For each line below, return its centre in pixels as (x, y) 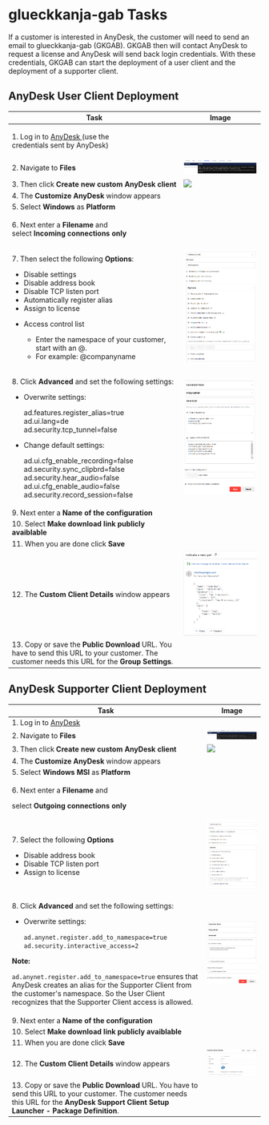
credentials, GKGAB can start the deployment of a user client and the (122, 62)
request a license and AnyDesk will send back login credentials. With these (132, 54)
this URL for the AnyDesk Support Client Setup (90, 1102)
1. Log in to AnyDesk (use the (60, 136)
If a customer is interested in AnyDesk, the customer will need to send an (129, 37)
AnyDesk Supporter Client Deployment (107, 690)
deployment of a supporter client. (63, 71)
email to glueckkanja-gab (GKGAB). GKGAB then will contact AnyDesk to (128, 45)
